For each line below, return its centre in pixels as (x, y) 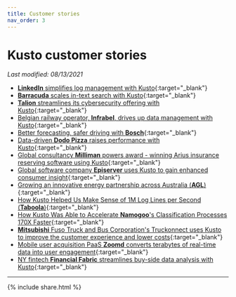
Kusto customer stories (77, 55)
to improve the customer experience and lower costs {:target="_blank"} (120, 237)
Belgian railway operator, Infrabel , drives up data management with (115, 118)
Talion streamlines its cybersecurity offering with (88, 103)
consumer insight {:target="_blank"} (69, 178)
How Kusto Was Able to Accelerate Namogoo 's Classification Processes (122, 215)
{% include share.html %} (45, 287)
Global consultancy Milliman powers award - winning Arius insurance (118, 155)
